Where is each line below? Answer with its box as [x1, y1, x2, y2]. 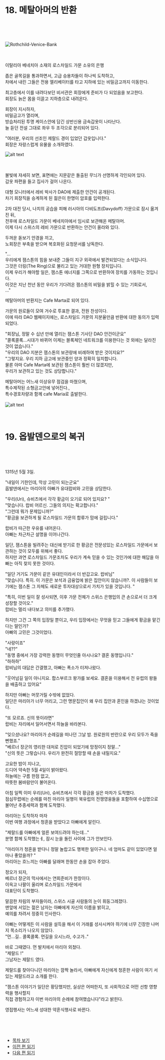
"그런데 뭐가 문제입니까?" [5, 508, 54, 514]
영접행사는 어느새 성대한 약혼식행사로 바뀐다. [5, 1006, 91, 1012]
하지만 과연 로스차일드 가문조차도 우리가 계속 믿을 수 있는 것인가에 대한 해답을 [5, 554, 154, 560]
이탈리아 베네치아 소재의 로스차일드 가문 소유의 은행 [5, 62, 104, 68]
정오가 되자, [5, 869, 28, 875]
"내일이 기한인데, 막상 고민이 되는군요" [5, 479, 79, 485]
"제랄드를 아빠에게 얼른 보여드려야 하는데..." [5, 829, 89, 835]
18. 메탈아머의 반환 [5, 4, 77, 16]
